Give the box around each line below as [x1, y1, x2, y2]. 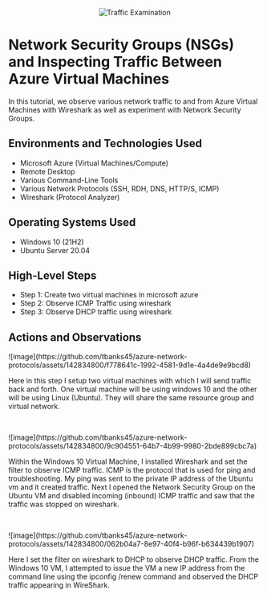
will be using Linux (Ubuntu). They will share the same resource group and [8, 393, 254, 403]
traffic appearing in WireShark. [8, 580, 110, 590]
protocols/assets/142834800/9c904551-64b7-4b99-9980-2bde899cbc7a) [8, 441, 257, 451]
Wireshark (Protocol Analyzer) [19, 192, 120, 202]
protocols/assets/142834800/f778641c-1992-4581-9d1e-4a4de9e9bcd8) [8, 360, 251, 370]
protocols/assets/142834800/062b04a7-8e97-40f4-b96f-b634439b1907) [8, 539, 255, 549]
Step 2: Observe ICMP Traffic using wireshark [19, 298, 172, 309]
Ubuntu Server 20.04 [19, 245, 91, 255]
